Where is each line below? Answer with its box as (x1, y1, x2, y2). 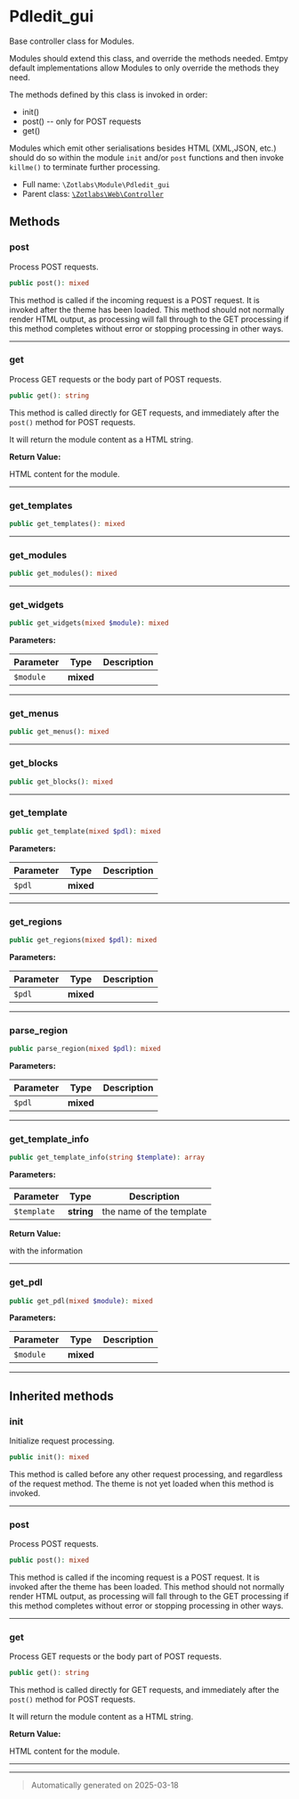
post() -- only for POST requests (21, 116, 141, 127)
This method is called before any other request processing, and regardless (9, 1468, 283, 1479)
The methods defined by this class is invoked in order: (9, 89, 208, 100)
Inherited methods (9, 1388, 114, 1403)
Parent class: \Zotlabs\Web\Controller (21, 188, 165, 199)
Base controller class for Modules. (9, 36, 135, 46)
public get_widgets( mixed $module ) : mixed (9, 619, 169, 628)
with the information (9, 1245, 83, 1256)
